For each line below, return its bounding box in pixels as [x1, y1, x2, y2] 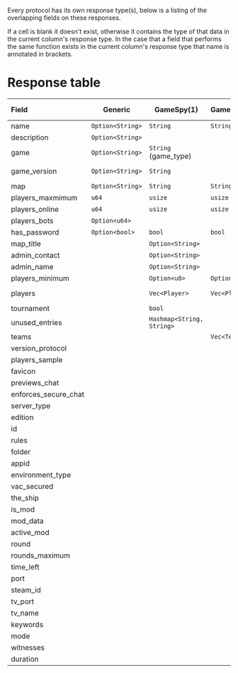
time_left [11, 562, 40, 572]
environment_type [11, 470, 72, 480]
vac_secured [11, 481, 54, 491]
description [11, 132, 49, 142]
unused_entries [11, 317, 62, 327]
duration [11, 654, 39, 664]
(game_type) [148, 151, 192, 161]
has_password [11, 227, 59, 237]
